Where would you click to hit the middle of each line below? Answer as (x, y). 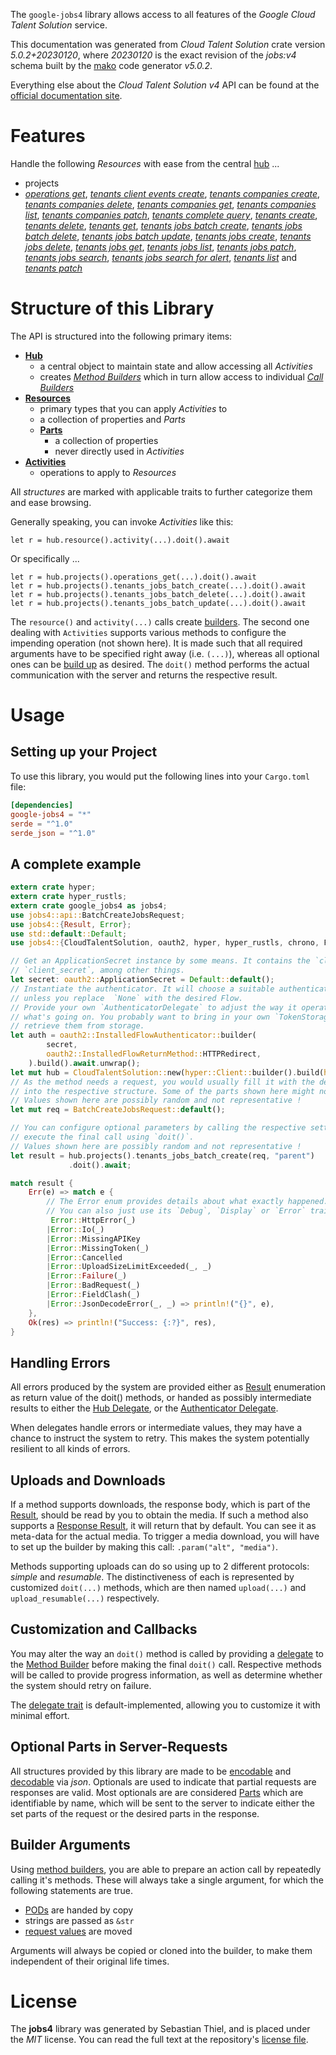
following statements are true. (72, 1890)
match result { (42, 1183)
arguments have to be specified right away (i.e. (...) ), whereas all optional (165, 653)
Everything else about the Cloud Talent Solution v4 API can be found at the (165, 85)
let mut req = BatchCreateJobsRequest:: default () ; (118, 1110)
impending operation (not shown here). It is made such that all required (156, 643)
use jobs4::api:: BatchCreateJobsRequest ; (98, 915)
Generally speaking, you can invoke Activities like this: (122, 521)
